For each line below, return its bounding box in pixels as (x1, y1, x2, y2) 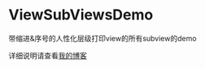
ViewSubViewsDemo (8, 6, 154, 24)
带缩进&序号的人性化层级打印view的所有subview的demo (8, 33, 197, 43)
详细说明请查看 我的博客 (8, 50, 87, 60)
